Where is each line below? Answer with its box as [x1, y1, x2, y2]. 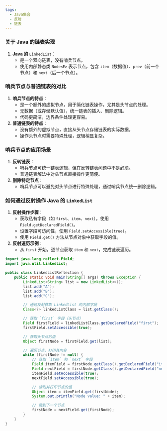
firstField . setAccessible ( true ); [23, 325, 92, 330]
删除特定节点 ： [12, 177, 43, 183]
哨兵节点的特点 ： [12, 95, 48, 101]
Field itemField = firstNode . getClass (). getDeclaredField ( [31, 362, 157, 367]
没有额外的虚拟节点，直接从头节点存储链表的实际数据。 [19, 126, 133, 132]
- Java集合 [9, 12, 31, 17]
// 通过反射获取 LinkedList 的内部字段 [23, 302, 97, 308]
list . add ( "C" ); [23, 293, 55, 299]
